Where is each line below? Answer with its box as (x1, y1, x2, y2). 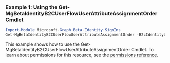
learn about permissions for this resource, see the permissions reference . (5, 52, 158, 58)
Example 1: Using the (5, 4, 58, 11)
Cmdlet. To (131, 47, 154, 53)
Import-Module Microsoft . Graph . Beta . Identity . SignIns (5, 28, 121, 33)
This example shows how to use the (5, 41, 80, 47)
